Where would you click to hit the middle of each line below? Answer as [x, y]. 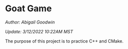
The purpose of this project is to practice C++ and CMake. [64, 41]
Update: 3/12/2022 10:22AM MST [39, 31]
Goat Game [29, 9]
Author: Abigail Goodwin [30, 22]
